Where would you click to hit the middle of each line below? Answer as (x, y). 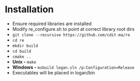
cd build (22, 51)
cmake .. (22, 57)
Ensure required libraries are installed (52, 24)
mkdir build (25, 46)
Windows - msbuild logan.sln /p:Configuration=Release (73, 67)
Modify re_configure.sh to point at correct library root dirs (73, 29)
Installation (29, 9)
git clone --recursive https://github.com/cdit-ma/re (71, 35)
